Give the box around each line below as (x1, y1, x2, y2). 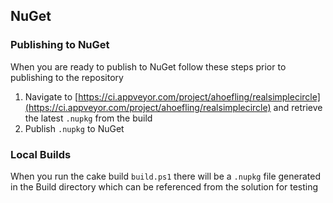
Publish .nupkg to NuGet (24, 122, 125, 134)
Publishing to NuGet (10, 38, 110, 52)
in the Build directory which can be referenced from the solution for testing (10, 180, 319, 193)
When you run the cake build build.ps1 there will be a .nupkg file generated (10, 170, 322, 182)
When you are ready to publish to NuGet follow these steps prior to (10, 60, 287, 73)
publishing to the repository (10, 71, 124, 83)
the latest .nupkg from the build (24, 112, 153, 124)
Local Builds (10, 147, 72, 161)
